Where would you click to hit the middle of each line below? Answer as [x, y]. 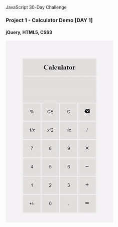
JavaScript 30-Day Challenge [36, 7]
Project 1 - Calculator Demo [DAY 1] [49, 20]
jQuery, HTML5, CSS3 [29, 32]
